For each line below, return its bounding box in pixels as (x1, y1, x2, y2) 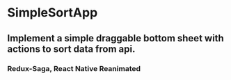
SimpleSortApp (7, 5, 98, 21)
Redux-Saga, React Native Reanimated (7, 63, 141, 73)
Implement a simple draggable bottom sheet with (7, 32, 224, 44)
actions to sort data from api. (7, 43, 136, 54)
